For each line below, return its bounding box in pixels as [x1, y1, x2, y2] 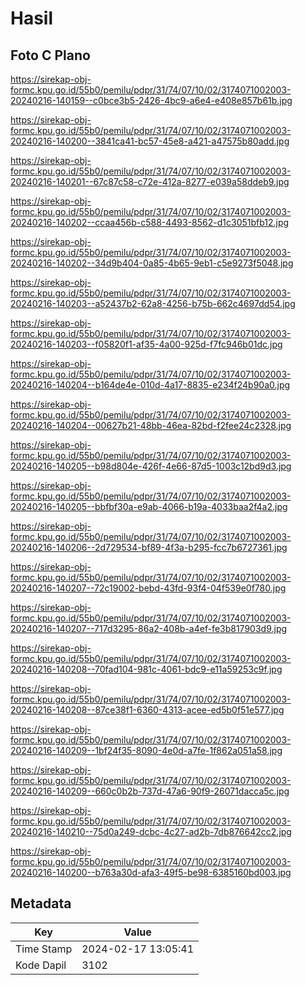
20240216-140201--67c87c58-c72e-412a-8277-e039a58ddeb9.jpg [10, 176, 290, 187]
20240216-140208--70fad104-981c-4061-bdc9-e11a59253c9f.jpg [10, 663, 283, 675]
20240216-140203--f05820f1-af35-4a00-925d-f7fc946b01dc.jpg [10, 338, 283, 350]
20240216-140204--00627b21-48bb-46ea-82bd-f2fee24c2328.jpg [10, 420, 292, 431]
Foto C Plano [10, 47, 91, 64]
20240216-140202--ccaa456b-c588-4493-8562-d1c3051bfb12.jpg [10, 217, 290, 228]
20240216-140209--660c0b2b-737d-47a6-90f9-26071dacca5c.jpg [10, 785, 290, 797]
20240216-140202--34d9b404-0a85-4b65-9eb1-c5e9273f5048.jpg [10, 257, 294, 269]
